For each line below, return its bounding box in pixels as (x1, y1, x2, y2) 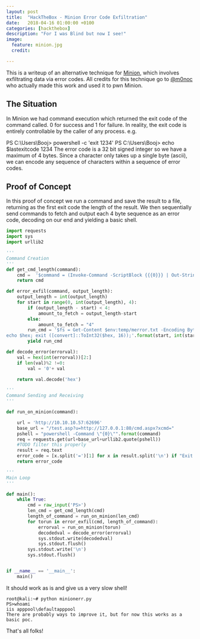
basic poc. (6, 616, 33, 623)
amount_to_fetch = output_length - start (37, 311, 137, 317)
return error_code (17, 458, 62, 464)
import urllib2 (6, 239, 44, 245)
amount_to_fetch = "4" (37, 321, 95, 328)
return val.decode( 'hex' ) (17, 376, 82, 382)
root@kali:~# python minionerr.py (6, 595, 92, 602)
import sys (6, 234, 33, 240)
